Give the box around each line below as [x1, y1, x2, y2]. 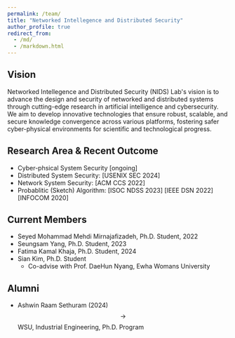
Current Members [7, 214, 87, 226]
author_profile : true [7, 23, 71, 30]
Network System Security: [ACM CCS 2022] [17, 178, 145, 187]
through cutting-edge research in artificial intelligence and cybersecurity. [7, 102, 219, 111]
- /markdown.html [13, 43, 65, 50]
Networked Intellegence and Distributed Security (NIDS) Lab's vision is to [7, 87, 220, 95]
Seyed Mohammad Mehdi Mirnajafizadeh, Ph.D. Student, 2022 [17, 232, 199, 241]
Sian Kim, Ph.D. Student [17, 255, 86, 263]
